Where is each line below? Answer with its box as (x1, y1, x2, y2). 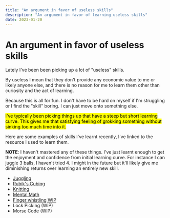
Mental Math (12, 191, 40, 198)
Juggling (12, 175, 32, 182)
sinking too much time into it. (5, 124, 67, 130)
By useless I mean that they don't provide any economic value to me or (5, 77, 155, 83)
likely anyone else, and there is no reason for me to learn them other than (5, 82, 160, 89)
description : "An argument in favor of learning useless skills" (5, 12, 147, 17)
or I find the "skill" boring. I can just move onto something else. (5, 103, 138, 109)
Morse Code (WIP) (12, 208, 52, 214)
